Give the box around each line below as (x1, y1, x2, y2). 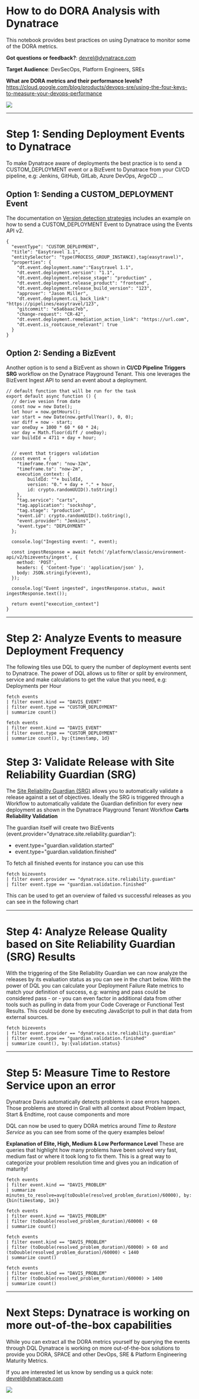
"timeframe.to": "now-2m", (17, 466, 84, 472)
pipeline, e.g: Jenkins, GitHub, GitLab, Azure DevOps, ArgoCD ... (6, 172, 163, 179)
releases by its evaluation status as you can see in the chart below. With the (6, 976, 191, 983)
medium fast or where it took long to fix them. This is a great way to (6, 1153, 171, 1160)
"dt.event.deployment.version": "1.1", (17, 269, 115, 275)
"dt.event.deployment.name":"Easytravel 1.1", (17, 264, 134, 271)
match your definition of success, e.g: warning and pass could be (6, 988, 166, 995)
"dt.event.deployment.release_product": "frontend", (17, 280, 150, 286)
